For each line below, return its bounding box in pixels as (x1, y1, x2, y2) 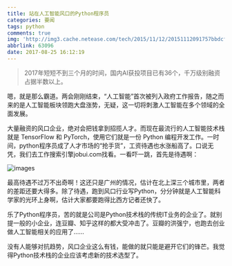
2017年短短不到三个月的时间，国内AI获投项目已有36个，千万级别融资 (23, 69, 221, 77)
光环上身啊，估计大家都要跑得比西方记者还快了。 (25, 195, 164, 204)
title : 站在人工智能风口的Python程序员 (7, 10, 109, 17)
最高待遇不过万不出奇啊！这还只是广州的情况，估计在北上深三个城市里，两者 (7, 178, 225, 186)
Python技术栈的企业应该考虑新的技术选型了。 (12, 251, 143, 259)
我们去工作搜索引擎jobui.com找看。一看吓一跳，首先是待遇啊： (19, 150, 199, 158)
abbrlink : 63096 (7, 42, 54, 49)
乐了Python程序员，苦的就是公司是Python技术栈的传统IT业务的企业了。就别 (7, 210, 222, 218)
